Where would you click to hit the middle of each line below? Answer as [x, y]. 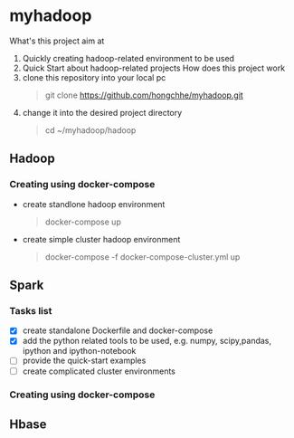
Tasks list [31, 310]
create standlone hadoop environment [94, 204]
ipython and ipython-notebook [79, 351]
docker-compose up [83, 222]
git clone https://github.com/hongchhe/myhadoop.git [144, 95]
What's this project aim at [57, 41]
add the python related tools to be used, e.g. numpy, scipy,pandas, [147, 341]
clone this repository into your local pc [94, 77]
